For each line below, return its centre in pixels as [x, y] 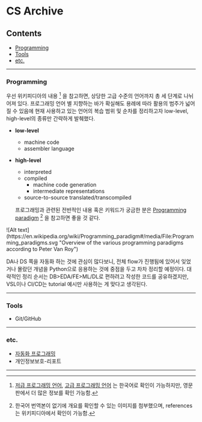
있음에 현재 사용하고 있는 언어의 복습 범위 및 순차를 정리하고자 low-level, [104, 111]
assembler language [49, 148]
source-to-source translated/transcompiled [78, 197]
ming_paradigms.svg [32, 243]
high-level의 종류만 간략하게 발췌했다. [50, 118]
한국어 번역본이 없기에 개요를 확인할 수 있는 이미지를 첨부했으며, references [104, 406]
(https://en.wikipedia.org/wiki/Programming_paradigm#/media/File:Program [100, 236]
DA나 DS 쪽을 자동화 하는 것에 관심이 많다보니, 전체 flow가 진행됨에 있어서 [93, 261]
